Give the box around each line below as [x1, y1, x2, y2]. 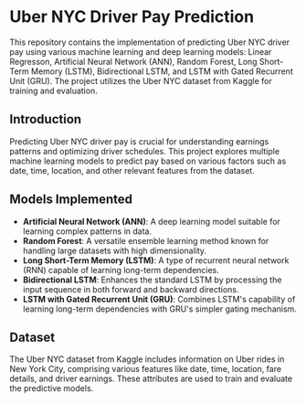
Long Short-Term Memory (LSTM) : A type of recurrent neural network [22, 254, 290, 266]
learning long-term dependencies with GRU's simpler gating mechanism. [22, 303, 297, 314]
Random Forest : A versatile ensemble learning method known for [22, 235, 269, 246]
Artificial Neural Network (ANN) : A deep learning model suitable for [22, 216, 281, 227]
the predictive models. [9, 383, 94, 394]
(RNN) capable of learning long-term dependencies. [22, 264, 219, 275]
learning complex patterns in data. [22, 226, 153, 237]
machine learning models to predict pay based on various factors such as [9, 155, 287, 166]
